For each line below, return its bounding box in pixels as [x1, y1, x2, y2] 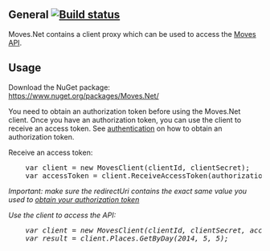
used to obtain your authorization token [8, 194, 140, 204]
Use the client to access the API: [8, 210, 117, 220]
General [8, 8, 50, 22]
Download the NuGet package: [8, 82, 111, 92]
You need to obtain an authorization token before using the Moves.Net [8, 106, 241, 116]
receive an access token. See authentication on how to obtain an [8, 123, 223, 133]
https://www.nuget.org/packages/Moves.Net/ [8, 91, 159, 100]
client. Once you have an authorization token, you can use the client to [8, 115, 242, 124]
